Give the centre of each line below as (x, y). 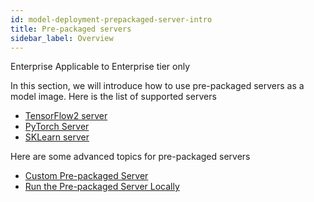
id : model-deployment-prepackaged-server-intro (111, 19)
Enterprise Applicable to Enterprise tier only (100, 67)
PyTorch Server (57, 127)
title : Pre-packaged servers (71, 29)
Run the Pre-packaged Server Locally (102, 187)
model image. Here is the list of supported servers (113, 97)
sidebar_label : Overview (62, 38)
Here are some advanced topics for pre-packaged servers (130, 157)
